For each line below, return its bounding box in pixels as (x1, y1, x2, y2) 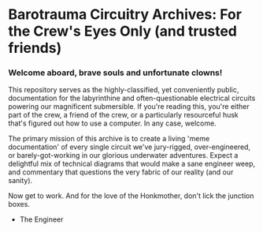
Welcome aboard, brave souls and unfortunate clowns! (8, 67, 223, 78)
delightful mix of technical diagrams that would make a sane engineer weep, (8, 159, 256, 169)
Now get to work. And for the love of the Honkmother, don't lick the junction (8, 191, 254, 200)
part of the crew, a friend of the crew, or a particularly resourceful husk (8, 110, 239, 120)
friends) (8, 39, 62, 57)
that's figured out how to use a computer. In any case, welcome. (8, 118, 217, 128)
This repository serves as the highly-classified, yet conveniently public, (8, 85, 239, 95)
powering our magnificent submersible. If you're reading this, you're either (8, 102, 250, 111)
